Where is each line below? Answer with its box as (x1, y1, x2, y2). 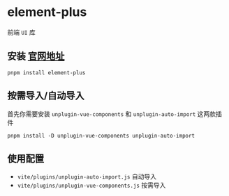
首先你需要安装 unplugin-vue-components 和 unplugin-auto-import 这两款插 (7, 109, 222, 118)
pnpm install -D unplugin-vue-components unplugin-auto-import (7, 132, 195, 139)
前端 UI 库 (7, 28, 36, 36)
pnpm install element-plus (7, 69, 86, 76)
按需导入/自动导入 (7, 90, 85, 101)
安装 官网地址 (7, 50, 65, 63)
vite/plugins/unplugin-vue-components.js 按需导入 (17, 181, 166, 190)
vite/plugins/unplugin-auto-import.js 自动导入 (17, 172, 157, 181)
